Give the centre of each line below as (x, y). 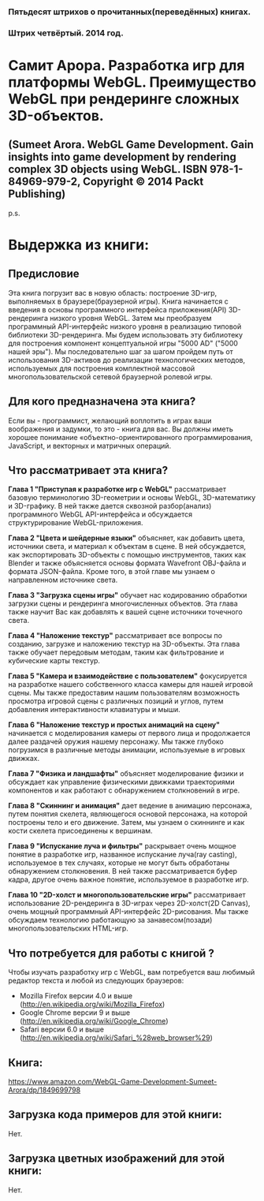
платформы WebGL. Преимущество (132, 82)
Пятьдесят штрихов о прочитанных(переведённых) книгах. (129, 12)
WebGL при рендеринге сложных (124, 99)
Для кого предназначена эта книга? (102, 402)
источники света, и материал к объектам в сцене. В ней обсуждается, (127, 546)
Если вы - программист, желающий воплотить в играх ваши (110, 420)
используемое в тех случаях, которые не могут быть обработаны (119, 863)
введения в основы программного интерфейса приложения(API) (117, 309)
